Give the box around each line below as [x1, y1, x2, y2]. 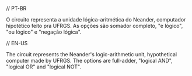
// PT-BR [6, 5, 27, 12]
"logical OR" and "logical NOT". [6, 63, 82, 70]
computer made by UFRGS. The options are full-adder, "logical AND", [6, 57, 173, 64]
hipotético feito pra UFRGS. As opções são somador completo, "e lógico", [6, 23, 183, 29]
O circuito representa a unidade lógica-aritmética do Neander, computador [6, 16, 186, 23]
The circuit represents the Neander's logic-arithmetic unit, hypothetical [6, 51, 177, 57]
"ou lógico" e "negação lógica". [6, 28, 82, 35]
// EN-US [6, 40, 28, 46]
